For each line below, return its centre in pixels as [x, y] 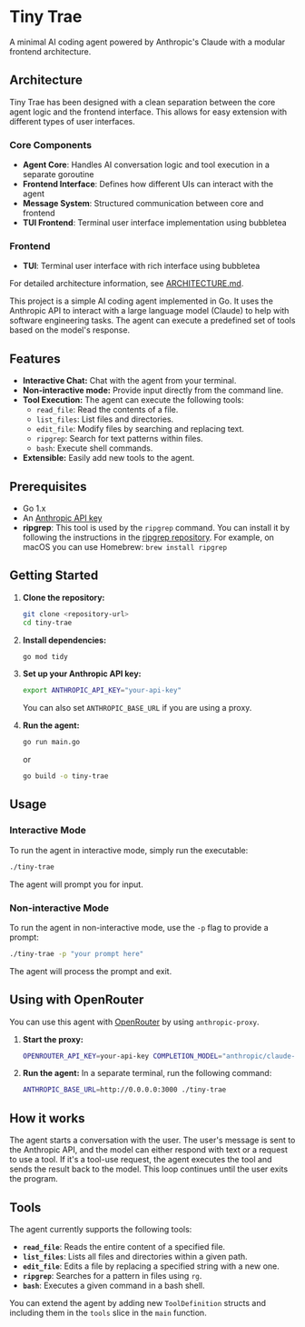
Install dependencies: [64, 640]
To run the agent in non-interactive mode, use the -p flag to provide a [139, 927]
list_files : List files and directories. [105, 419]
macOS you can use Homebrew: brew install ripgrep [125, 546]
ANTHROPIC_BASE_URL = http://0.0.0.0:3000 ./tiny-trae [124, 1090]
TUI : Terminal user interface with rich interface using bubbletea [141, 266]
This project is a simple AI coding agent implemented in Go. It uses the [142, 301]
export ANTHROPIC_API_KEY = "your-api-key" [102, 691]
